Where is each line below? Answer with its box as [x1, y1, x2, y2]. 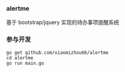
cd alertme [6, 54, 34, 61]
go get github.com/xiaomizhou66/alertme [6, 50, 109, 56]
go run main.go [6, 60, 44, 66]
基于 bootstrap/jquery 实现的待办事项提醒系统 [6, 19, 120, 26]
